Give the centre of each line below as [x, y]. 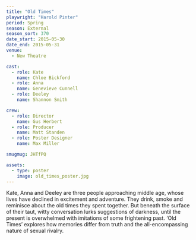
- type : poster [30, 170]
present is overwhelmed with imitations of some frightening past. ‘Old [91, 218]
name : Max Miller [38, 144]
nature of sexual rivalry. [35, 231]
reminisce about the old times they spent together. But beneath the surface [98, 206]
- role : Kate [28, 72]
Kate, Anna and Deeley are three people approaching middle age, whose [95, 193]
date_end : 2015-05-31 [33, 45]
